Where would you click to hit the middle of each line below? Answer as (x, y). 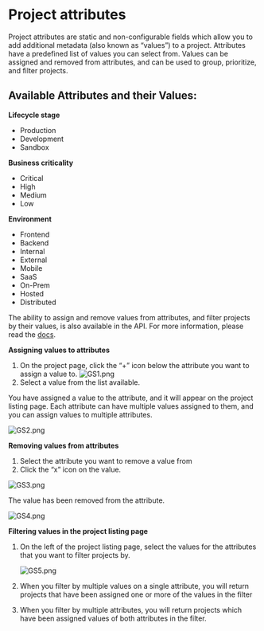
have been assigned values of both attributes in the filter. (113, 618)
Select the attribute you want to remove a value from (106, 461)
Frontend (35, 234)
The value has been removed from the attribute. (87, 500)
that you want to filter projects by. (75, 555)
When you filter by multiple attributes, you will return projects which (131, 609)
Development (42, 139)
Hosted (32, 293)
